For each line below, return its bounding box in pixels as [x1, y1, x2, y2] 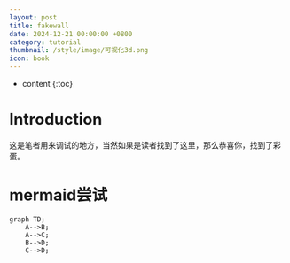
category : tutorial [9, 37, 82, 47]
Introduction [9, 110, 103, 129]
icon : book [9, 54, 50, 63]
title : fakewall [9, 21, 69, 30]
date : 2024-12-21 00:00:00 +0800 [9, 29, 133, 38]
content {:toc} [21, 79, 74, 89]
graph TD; [9, 214, 46, 224]
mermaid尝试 [9, 185, 108, 205]
